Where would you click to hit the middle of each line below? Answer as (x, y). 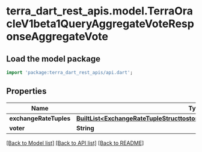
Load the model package (54, 59)
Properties (26, 91)
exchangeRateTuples (40, 118)
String (85, 128)
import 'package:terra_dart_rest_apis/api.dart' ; (70, 73)
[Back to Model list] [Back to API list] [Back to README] (75, 143)
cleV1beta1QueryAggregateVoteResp (100, 24)
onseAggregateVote (57, 37)
